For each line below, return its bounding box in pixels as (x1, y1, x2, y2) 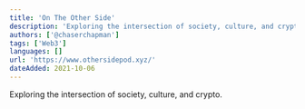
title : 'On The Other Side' (9, 13, 116, 23)
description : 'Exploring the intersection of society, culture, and (9, 22, 274, 31)
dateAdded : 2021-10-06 (9, 64, 95, 74)
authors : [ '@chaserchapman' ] (9, 30, 120, 39)
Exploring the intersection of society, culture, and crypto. (9, 88, 222, 100)
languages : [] (9, 47, 64, 56)
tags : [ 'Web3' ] (9, 38, 67, 48)
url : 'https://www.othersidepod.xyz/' (9, 55, 156, 64)
